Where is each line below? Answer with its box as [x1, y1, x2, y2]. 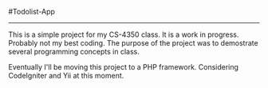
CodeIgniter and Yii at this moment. [8, 71, 124, 80]
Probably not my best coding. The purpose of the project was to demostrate [8, 38, 258, 47]
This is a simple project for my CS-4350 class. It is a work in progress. [8, 30, 239, 39]
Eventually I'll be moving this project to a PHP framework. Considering [8, 62, 239, 71]
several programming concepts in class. [8, 47, 140, 56]
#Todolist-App [8, 7, 56, 16]
